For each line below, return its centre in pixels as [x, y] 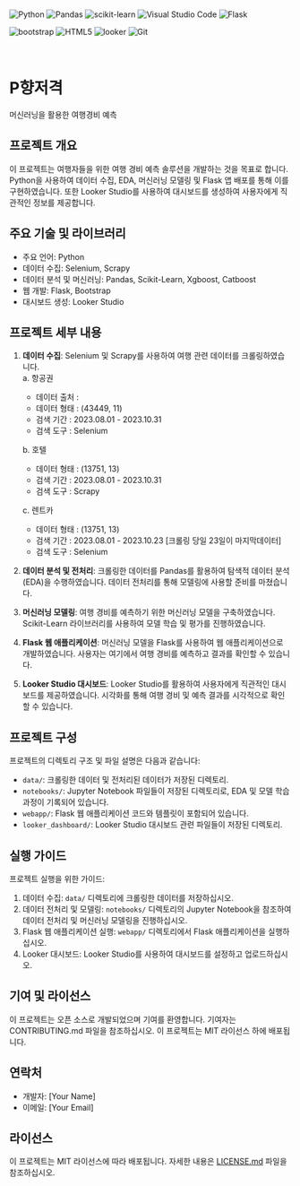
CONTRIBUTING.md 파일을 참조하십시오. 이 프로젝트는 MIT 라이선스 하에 [138, 1030]
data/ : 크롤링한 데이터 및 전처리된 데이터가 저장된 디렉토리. [125, 780]
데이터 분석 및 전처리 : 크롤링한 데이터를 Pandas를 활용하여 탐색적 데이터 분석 [156, 571]
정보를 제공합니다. [64, 203]
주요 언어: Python [53, 256]
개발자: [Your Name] [59, 1096]
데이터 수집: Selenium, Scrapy [76, 268]
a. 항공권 [38, 378]
